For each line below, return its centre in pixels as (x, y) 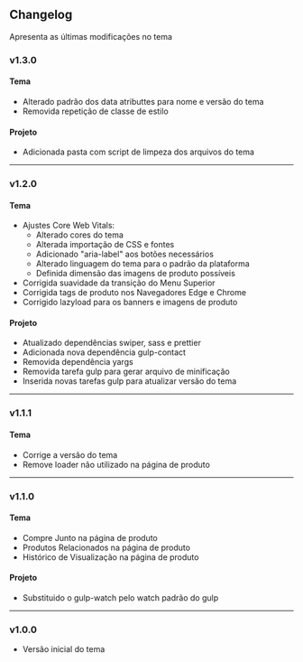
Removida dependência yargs (78, 362)
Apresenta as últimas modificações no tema (91, 36)
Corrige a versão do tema (70, 454)
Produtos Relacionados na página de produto (106, 547)
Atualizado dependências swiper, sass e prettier (111, 343)
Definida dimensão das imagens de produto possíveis (136, 274)
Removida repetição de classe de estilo (95, 111)
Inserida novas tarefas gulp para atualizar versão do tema (129, 381)
